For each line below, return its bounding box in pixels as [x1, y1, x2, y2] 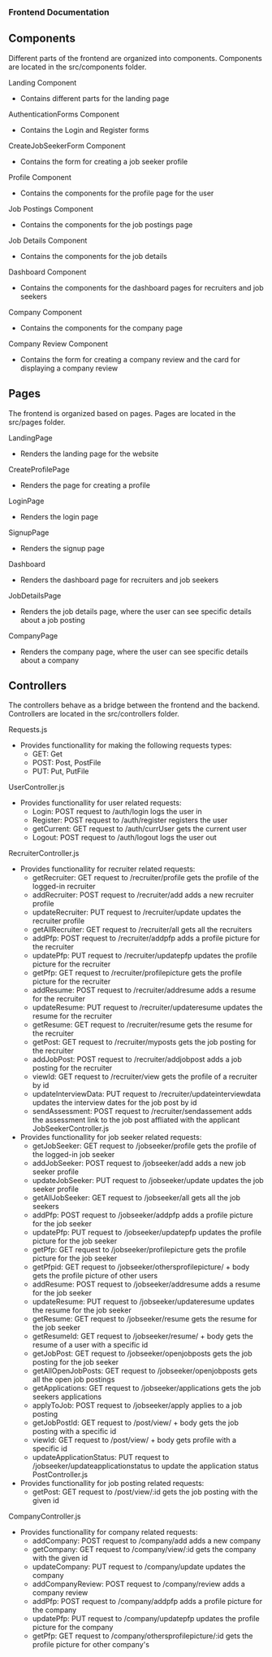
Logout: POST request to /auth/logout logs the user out [32, 833, 217, 843]
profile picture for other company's [32, 1640, 150, 1650]
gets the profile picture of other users [32, 1271, 158, 1281]
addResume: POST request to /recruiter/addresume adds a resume [32, 985, 257, 995]
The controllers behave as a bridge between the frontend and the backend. [8, 700, 260, 710]
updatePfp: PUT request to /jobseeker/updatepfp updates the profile [32, 1228, 262, 1238]
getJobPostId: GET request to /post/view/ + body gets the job [32, 1418, 240, 1427]
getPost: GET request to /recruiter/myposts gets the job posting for [32, 1037, 257, 1047]
